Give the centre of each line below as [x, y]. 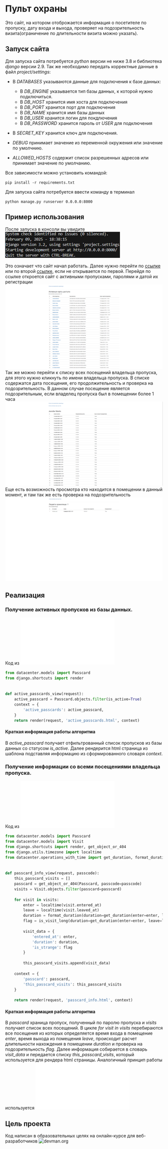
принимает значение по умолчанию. [52, 163]
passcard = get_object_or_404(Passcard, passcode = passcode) [78, 884]
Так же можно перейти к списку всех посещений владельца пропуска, [81, 372]
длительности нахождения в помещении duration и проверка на [74, 1044]
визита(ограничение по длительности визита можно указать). [72, 33]
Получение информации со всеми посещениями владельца [83, 766]
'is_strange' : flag [52, 947]
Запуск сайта [27, 49]
